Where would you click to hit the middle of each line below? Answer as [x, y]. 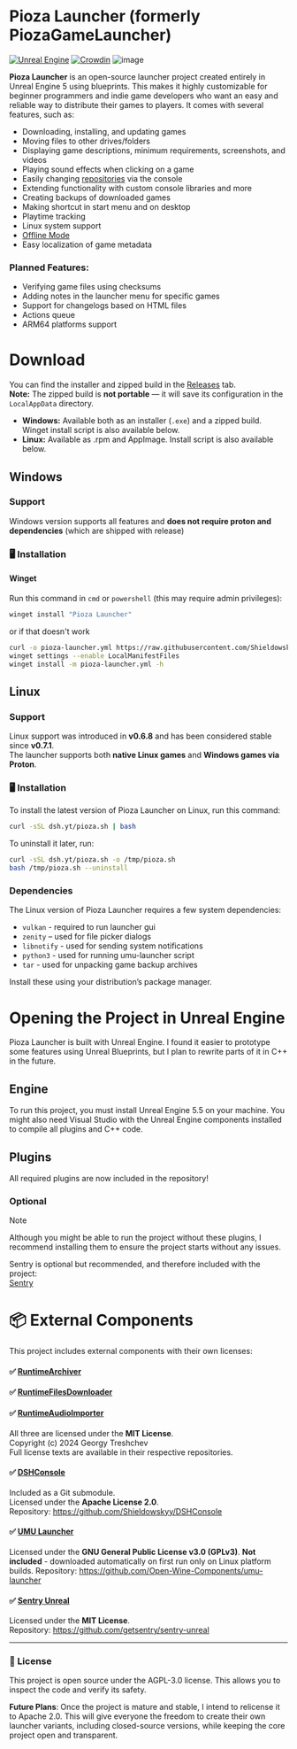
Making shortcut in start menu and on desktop [106, 206]
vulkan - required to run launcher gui [89, 927]
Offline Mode [46, 235]
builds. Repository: [43, 1570]
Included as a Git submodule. [62, 1492]
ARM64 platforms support [69, 324]
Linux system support [61, 225]
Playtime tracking [53, 216]
